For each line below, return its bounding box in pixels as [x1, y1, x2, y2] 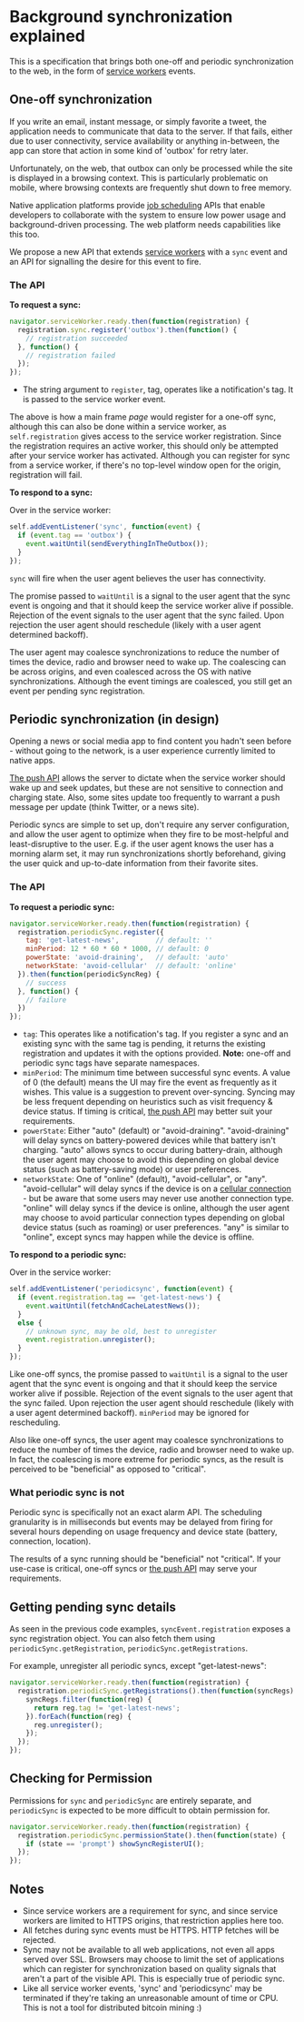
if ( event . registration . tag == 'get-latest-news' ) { [17, 1293, 221, 1302]
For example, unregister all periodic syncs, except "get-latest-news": [9, 1661, 268, 1672]
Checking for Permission [9, 1771, 152, 1786]
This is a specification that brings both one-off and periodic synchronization [9, 56, 294, 66]
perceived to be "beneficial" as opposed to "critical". [9, 1463, 207, 1475]
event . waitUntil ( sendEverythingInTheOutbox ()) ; [25, 539, 209, 548]
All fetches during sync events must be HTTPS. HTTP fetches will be [22, 1925, 279, 1936]
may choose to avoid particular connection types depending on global [22, 1212, 286, 1223]
